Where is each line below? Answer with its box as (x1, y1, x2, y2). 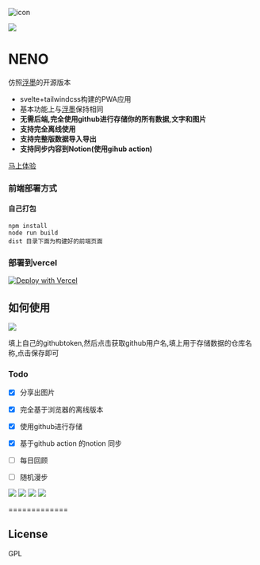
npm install (8, 223, 48, 230)
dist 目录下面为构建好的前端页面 (8, 238, 103, 246)
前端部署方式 (8, 183, 58, 194)
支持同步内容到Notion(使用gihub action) (19, 144, 153, 153)
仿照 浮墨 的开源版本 (8, 77, 71, 87)
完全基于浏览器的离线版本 (19, 404, 104, 414)
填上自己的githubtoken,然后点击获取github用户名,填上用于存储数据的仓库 (8, 339, 246, 348)
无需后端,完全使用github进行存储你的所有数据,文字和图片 (19, 114, 207, 123)
